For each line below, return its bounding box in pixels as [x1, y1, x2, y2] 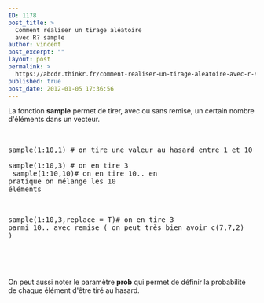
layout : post [8, 56, 51, 64]
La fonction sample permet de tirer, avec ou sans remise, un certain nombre [8, 106, 255, 116]
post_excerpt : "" [8, 48, 65, 56]
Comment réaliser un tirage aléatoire [15, 26, 143, 34]
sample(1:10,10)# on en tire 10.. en [12, 169, 158, 178]
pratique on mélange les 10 [8, 177, 116, 186]
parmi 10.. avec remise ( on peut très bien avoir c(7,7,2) [8, 224, 245, 232]
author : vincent [8, 41, 61, 49]
